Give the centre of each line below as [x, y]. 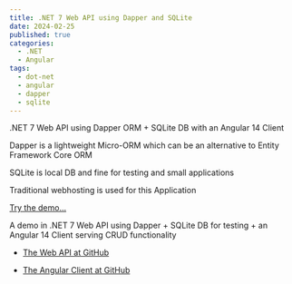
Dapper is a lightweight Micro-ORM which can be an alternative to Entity [144, 145]
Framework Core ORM [51, 155]
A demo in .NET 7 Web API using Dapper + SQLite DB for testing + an [139, 225]
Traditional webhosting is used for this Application [103, 191]
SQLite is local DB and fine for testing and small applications [122, 172]
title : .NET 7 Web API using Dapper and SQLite [101, 18]
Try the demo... [38, 208]
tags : [19, 69]
